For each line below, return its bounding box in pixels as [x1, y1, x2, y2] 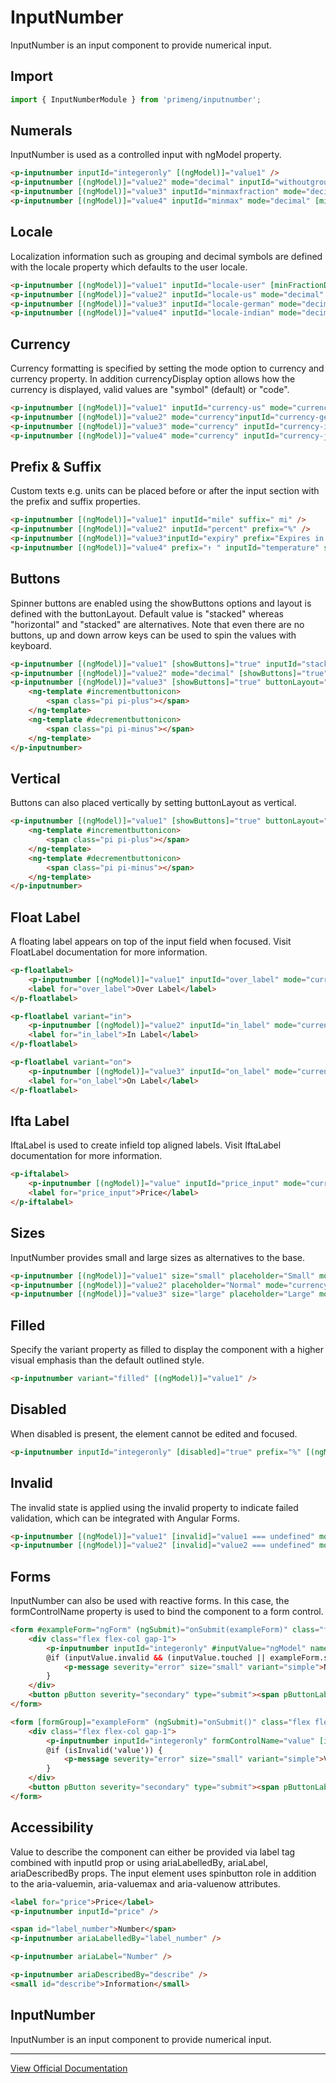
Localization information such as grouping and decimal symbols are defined [10, 250, 323, 262]
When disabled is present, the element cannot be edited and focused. [10, 1427, 298, 1440]
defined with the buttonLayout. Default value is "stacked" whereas [10, 607, 284, 620]
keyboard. [10, 639, 52, 651]
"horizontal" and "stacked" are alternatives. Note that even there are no [10, 618, 305, 630]
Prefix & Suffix [10, 458, 102, 475]
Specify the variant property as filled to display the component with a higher [10, 1344, 325, 1356]
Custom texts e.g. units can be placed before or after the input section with [10, 485, 320, 497]
